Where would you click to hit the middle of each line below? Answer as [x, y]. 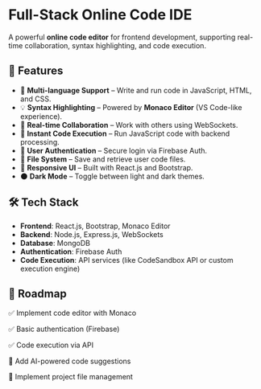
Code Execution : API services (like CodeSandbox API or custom [126, 260]
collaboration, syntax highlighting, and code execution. [116, 45]
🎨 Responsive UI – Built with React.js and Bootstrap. [106, 167]
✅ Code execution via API [51, 345]
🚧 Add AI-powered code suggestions [70, 361]
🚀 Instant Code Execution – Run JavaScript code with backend [125, 133]
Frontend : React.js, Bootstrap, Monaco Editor [95, 226]
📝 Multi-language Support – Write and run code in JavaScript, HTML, [136, 90]
